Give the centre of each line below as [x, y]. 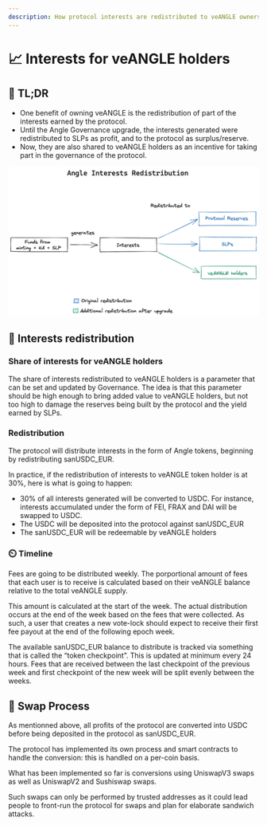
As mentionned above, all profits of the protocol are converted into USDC [128, 725]
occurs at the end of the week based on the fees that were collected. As [126, 615]
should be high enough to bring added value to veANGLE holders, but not [128, 395]
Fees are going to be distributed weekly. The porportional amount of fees [128, 574]
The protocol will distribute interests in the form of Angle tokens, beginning [131, 450]
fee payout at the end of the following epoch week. [92, 632]
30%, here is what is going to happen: [71, 483]
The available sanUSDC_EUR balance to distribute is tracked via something [131, 647]
